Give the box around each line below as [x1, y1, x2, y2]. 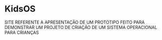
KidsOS [4, 3, 36, 14]
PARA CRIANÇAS [4, 29, 39, 35]
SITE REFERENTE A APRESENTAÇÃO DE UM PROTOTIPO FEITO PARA [4, 19, 145, 25]
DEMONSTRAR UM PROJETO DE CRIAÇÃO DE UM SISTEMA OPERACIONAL [4, 24, 157, 30]
